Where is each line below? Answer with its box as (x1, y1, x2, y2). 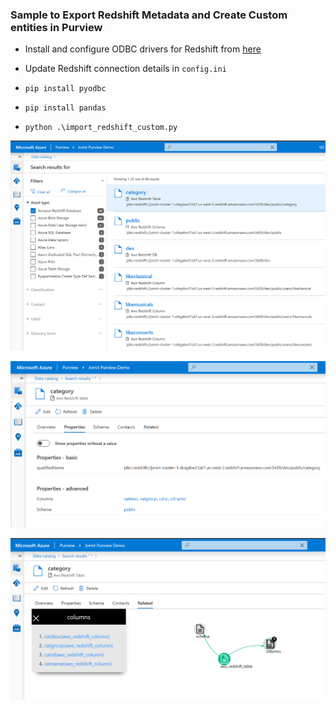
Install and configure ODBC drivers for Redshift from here (24, 43, 262, 55)
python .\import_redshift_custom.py (24, 123, 178, 133)
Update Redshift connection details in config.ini (24, 63, 227, 75)
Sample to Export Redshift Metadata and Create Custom (10, 8, 288, 22)
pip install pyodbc (24, 84, 107, 94)
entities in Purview (10, 20, 103, 34)
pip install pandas (24, 103, 107, 113)
